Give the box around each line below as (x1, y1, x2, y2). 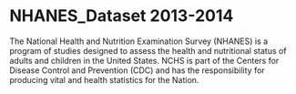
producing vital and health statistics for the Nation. (9, 74, 199, 85)
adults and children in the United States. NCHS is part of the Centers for (9, 55, 280, 66)
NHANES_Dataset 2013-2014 (9, 5, 234, 26)
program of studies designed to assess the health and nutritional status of (9, 45, 287, 56)
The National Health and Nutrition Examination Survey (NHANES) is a (9, 36, 269, 47)
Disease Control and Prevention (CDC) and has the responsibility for (9, 65, 266, 76)
